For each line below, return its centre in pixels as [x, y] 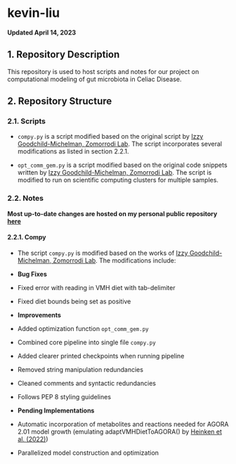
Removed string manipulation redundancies [80, 369]
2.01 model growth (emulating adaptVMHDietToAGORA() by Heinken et [120, 432]
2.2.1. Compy [27, 237]
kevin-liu [34, 13]
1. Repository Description [64, 55]
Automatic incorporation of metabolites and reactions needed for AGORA [123, 424]
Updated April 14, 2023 [42, 32]
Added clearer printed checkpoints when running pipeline [101, 356]
